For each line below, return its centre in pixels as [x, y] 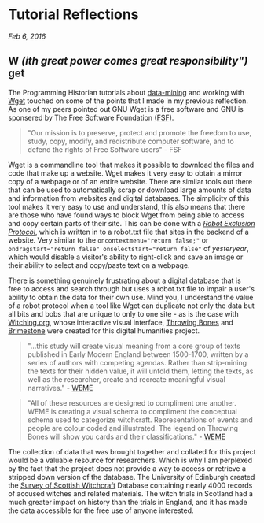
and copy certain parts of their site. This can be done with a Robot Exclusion [132, 223]
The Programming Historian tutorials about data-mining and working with [126, 92]
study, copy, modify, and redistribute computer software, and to [130, 141]
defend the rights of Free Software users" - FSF [104, 149]
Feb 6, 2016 [27, 36]
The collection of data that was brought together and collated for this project [132, 451]
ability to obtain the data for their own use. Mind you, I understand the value [131, 297]
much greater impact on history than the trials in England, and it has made [128, 502]
